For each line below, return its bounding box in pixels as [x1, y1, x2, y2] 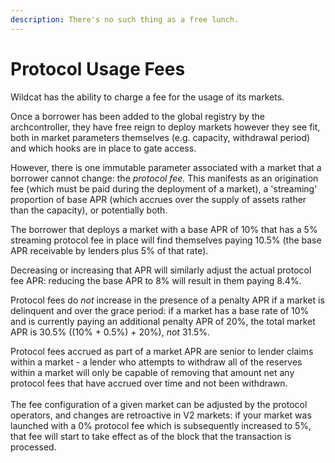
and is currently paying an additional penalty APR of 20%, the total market [10, 315, 316, 327]
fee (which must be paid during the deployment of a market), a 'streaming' [10, 182, 318, 195]
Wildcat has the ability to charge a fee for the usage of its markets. [10, 91, 285, 103]
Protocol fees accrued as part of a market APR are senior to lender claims [10, 345, 314, 357]
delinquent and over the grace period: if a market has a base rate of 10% [10, 304, 310, 316]
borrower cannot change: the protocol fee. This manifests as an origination [10, 172, 319, 184]
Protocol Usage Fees [10, 57, 186, 80]
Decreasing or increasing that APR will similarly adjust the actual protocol [10, 264, 312, 276]
